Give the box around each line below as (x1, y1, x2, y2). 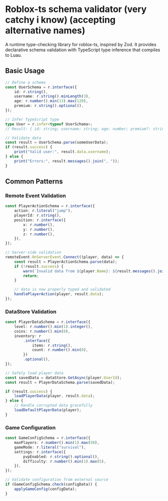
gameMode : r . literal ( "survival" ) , (14, 445, 86, 450)
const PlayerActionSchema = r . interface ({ (5, 204, 95, 209)
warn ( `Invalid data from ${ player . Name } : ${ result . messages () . (23, 268, 157, 274)
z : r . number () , (23, 232, 55, 237)
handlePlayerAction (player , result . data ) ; (14, 292, 104, 297)
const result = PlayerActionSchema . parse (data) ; (14, 259, 117, 264)
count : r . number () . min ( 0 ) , (31, 348, 88, 353)
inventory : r (14, 333, 41, 339)
